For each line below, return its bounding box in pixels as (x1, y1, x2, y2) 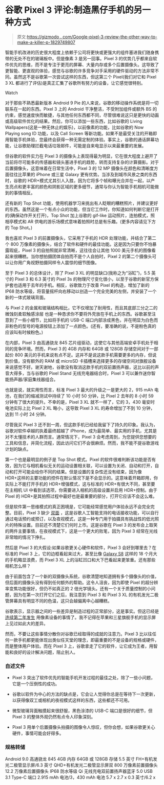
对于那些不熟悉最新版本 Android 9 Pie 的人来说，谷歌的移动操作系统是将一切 (5, 100, 159, 106)
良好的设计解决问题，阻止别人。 (13, 649, 78, 655)
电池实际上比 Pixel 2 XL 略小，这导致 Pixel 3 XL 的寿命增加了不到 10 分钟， (5, 405, 155, 411)
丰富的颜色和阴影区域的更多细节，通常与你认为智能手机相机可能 (26, 184, 155, 189)
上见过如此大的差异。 (5, 620, 48, 626)
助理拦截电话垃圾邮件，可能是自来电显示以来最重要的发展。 (26, 142, 146, 148)
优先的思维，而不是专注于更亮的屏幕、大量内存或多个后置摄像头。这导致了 (9, 62, 159, 68)
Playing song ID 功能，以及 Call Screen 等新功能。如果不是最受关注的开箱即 (5, 130, 157, 136)
